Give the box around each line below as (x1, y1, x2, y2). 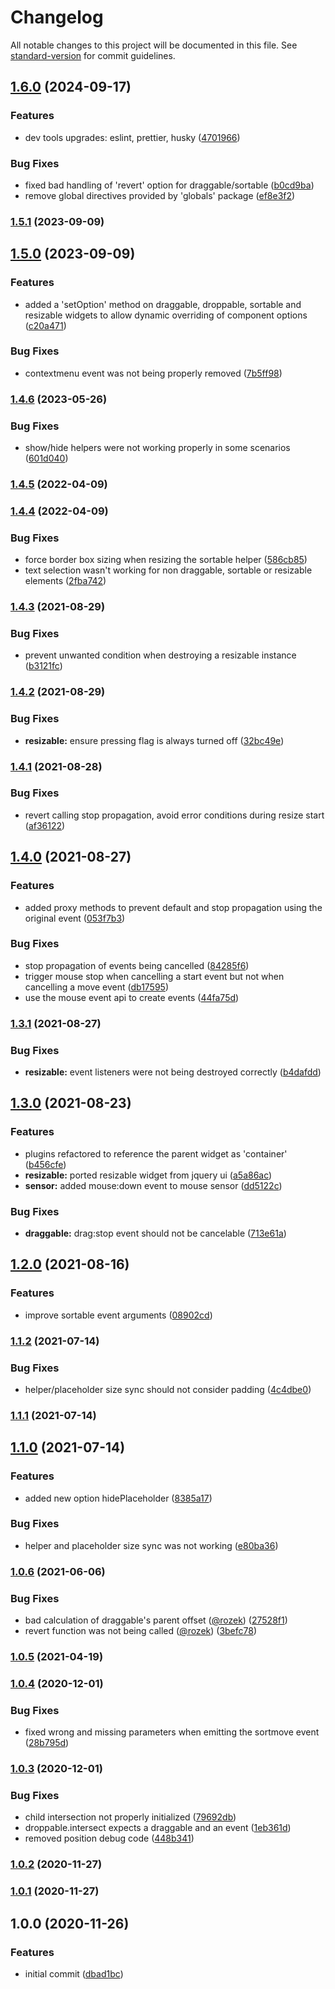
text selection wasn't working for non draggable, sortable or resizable (24, 564, 313, 576)
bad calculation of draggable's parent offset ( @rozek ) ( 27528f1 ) (24, 1614, 288, 1626)
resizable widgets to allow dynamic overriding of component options (24, 309, 308, 321)
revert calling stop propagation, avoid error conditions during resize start (24, 809, 325, 821)
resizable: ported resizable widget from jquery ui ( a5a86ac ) (24, 1169, 273, 1181)
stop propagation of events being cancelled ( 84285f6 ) (24, 959, 250, 971)
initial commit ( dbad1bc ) (24, 1967, 124, 1980)
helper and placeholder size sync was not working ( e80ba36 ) (24, 1539, 279, 1551)
